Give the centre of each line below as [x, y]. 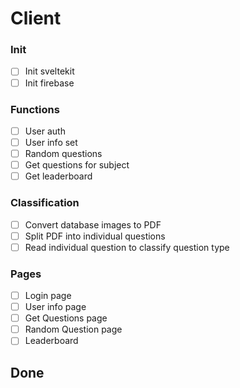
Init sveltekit [49, 71]
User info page [55, 307]
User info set [51, 142]
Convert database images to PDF [93, 224]
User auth [45, 131]
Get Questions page [66, 318]
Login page [48, 295]
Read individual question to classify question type [127, 247]
